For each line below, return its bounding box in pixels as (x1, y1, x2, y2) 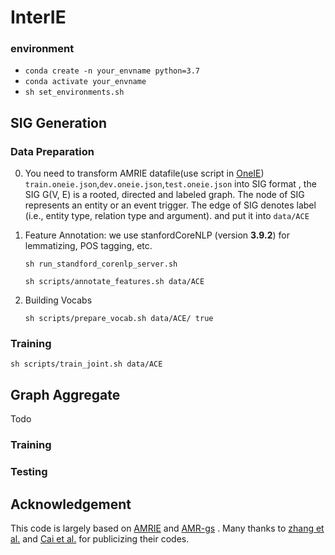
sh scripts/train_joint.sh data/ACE (10, 359, 163, 370)
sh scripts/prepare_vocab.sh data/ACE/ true (24, 314, 214, 324)
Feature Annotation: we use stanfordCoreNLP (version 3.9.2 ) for (24, 229, 290, 241)
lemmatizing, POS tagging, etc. (24, 240, 153, 252)
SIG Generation (10, 114, 108, 131)
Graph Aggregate (10, 386, 121, 403)
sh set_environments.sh (24, 87, 125, 98)
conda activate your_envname (24, 77, 147, 87)
